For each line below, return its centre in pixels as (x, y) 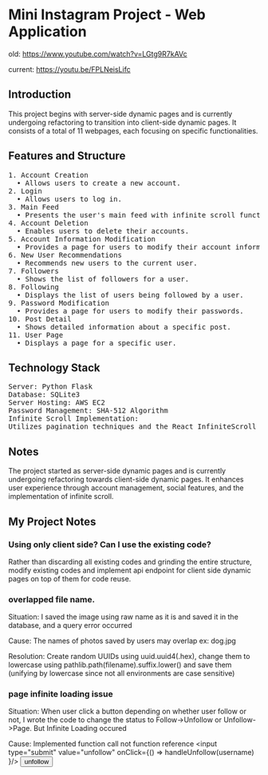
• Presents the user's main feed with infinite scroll (126, 215)
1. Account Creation (49, 175)
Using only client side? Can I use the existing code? (110, 544)
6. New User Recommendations (65, 255)
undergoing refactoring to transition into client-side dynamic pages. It (122, 122)
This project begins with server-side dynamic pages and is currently (120, 114)
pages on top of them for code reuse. (70, 578)
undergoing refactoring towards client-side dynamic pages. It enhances (126, 479)
